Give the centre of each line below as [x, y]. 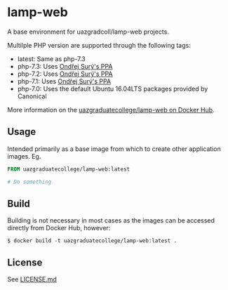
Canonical [32, 96]
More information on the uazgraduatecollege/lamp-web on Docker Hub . [111, 110]
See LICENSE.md [32, 279]
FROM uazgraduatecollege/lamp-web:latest [69, 169]
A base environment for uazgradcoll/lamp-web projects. [88, 32]
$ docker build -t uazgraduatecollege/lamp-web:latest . [92, 241]
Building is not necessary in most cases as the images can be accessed [111, 220]
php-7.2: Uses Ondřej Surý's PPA [65, 74]
